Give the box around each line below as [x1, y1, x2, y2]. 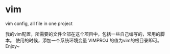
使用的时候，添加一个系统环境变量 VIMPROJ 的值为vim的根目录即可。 [15, 37, 162, 43]
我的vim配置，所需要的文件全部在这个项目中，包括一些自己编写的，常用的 [5, 31, 161, 37]
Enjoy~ [5, 43, 20, 49]
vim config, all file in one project [5, 20, 73, 26]
